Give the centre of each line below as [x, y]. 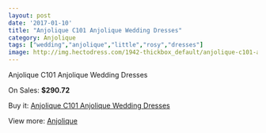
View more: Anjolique [43, 121]
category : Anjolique [42, 38]
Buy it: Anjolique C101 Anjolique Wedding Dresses [89, 105]
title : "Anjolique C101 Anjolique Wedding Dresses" [95, 30]
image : [19, 52]
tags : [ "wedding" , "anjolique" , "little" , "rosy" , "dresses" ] [106, 45]
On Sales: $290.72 [39, 90]
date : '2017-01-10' [40, 23]
